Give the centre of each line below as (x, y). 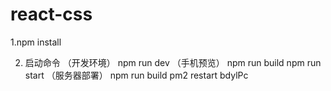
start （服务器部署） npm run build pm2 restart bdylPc (136, 75)
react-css (51, 14)
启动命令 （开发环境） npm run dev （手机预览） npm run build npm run (173, 62)
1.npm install (36, 42)
